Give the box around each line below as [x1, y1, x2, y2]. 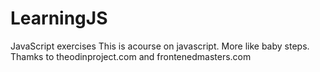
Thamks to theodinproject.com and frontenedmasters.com [10, 50, 252, 62]
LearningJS [10, 7, 108, 30]
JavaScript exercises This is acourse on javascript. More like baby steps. [10, 40, 310, 52]
